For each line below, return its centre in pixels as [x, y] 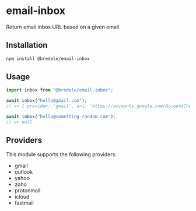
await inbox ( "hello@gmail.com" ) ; [47, 101]
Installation [27, 45]
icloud [22, 196]
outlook [24, 172]
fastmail [24, 203]
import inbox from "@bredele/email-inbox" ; [60, 90]
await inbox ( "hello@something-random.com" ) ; [61, 117]
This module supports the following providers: [61, 154]
